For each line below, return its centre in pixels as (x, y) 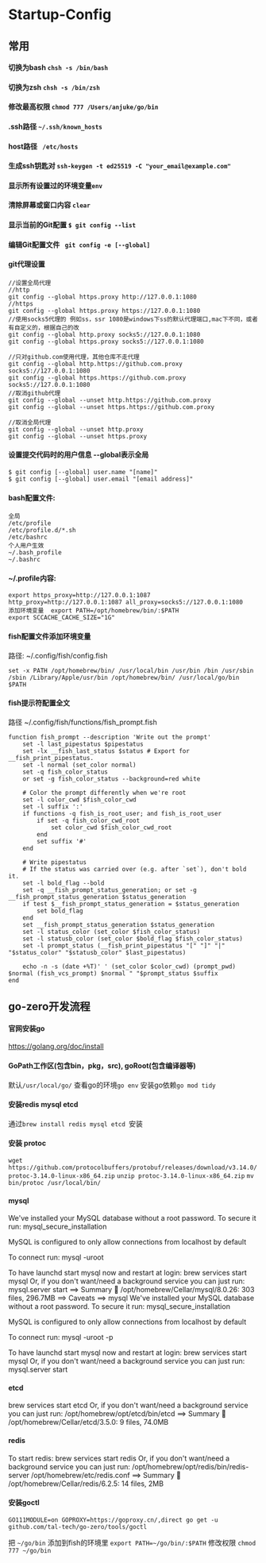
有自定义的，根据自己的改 (44, 327)
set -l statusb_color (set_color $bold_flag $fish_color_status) (133, 939)
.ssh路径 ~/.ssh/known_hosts (56, 126)
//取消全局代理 (30, 423)
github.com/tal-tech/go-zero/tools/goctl (78, 1526)
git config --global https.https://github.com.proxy (97, 378)
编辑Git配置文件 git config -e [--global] (79, 245)
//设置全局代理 (30, 283)
